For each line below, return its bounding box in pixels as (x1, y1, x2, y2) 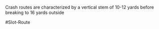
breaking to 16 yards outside (5, 9, 64, 15)
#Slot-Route (5, 19, 30, 25)
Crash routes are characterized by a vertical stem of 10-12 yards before (5, 4, 154, 10)
